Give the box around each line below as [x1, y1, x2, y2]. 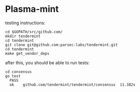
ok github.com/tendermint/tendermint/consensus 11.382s [9, 82, 136, 87]
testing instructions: [5, 20, 45, 26]
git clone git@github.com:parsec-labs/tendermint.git [5, 42, 118, 47]
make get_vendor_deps [5, 51, 50, 56]
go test [5, 73, 21, 79]
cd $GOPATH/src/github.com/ [5, 29, 63, 34]
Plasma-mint [5, 3, 59, 15]
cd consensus [5, 69, 32, 74]
